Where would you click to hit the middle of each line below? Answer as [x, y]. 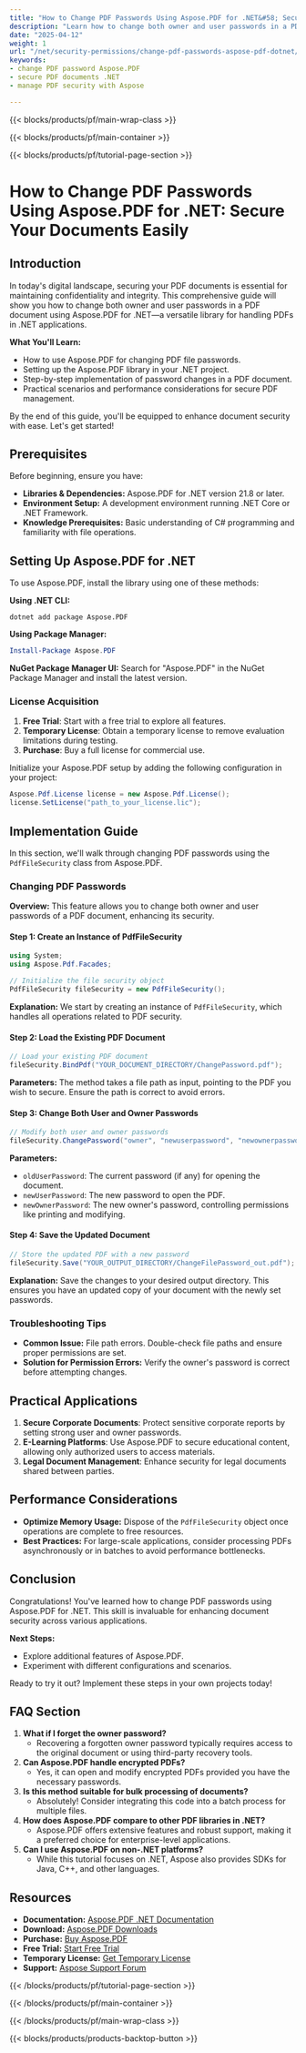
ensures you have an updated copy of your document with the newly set [145, 1290]
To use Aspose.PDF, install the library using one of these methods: [134, 583]
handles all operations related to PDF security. [96, 1016]
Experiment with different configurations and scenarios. [127, 1665]
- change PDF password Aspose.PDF [75, 69]
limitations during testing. [70, 741]
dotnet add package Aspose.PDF [69, 617]
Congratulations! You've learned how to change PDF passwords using [141, 1601]
